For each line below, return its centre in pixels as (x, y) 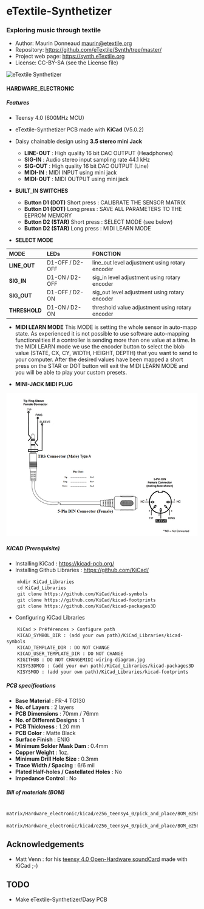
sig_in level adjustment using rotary (136, 277)
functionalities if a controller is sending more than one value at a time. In (105, 340)
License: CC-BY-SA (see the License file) (66, 63)
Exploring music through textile (54, 30)
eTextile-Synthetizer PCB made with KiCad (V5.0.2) (80, 130)
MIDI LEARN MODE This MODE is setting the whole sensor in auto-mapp (106, 327)
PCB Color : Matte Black (45, 733)
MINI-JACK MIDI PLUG (44, 384)
